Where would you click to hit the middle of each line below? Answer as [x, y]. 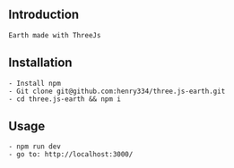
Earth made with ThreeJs [55, 35]
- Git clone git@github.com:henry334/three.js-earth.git [117, 91]
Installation [40, 63]
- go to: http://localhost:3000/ [71, 155]
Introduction [44, 15]
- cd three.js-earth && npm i [65, 99]
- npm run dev [35, 147]
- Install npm [35, 83]
